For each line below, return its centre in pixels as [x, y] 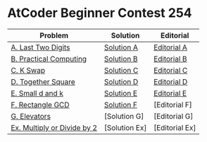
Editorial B [171, 59]
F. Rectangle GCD [40, 105]
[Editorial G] [174, 116]
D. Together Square [43, 81]
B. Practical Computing [49, 59]
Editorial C [171, 70]
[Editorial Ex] [175, 127]
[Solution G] [124, 116]
